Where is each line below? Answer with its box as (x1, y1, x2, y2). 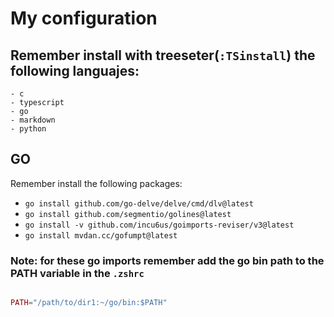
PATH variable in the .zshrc (10, 266, 145, 280)
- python (10, 124, 47, 134)
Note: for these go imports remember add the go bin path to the (10, 253, 325, 267)
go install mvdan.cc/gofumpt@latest (24, 230, 178, 241)
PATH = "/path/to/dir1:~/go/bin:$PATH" (10, 298, 168, 308)
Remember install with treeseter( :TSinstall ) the (10, 47, 316, 64)
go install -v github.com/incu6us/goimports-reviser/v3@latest (24, 220, 295, 230)
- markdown (10, 115, 56, 125)
